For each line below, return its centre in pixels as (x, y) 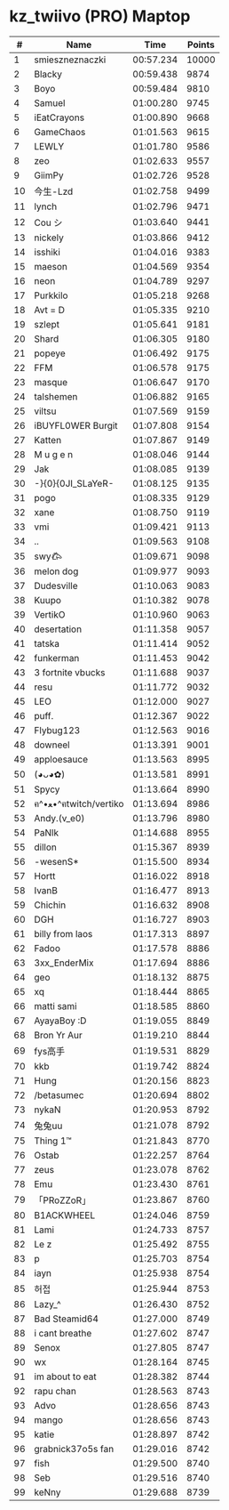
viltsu (45, 411)
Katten (48, 440)
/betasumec (59, 1094)
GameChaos (60, 132)
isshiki (47, 252)
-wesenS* (57, 861)
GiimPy (49, 175)
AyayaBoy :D (60, 1021)
